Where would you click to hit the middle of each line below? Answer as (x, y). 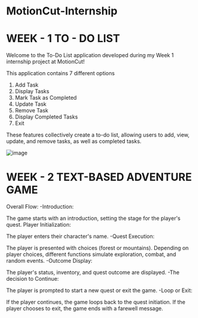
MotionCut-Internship (62, 11)
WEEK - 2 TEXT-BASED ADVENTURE (99, 177)
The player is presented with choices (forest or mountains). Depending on (97, 248)
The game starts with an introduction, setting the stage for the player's (94, 218)
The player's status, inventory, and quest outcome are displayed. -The (93, 272)
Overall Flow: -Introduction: (40, 207)
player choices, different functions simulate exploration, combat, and (91, 254)
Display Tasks (32, 91)
